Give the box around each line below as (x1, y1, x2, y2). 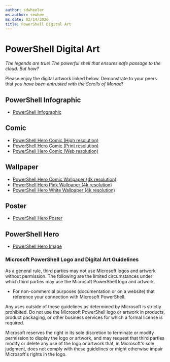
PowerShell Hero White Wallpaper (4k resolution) (12, 187, 115, 193)
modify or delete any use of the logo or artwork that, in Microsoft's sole (5, 340, 155, 346)
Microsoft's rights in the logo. (5, 351, 67, 357)
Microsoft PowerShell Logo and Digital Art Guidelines (5, 256, 139, 263)
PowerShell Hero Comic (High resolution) (12, 137, 99, 143)
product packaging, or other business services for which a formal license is (5, 314, 163, 320)
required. (5, 319, 24, 325)
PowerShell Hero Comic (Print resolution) (12, 143, 99, 149)
